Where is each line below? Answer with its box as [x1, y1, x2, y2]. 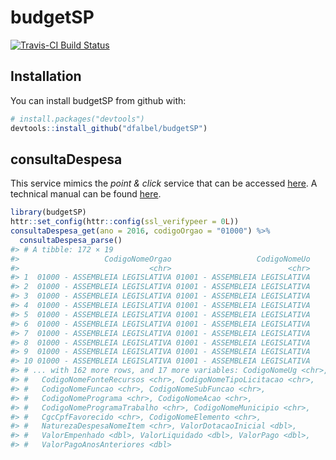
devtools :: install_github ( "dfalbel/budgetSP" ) [10, 123, 208, 133]
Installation [10, 68, 82, 85]
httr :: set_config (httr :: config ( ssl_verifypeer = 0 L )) [10, 217, 240, 227]
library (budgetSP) [10, 207, 87, 218]
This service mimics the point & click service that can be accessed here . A [10, 177, 318, 190]
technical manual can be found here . [10, 188, 162, 200]
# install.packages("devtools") [10, 114, 145, 124]
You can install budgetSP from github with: [10, 94, 187, 106]
